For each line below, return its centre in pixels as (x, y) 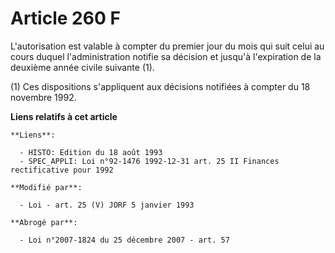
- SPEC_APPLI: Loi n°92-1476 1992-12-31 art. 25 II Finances (149, 161)
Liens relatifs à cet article (64, 116)
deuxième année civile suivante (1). (82, 67)
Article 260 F (65, 18)
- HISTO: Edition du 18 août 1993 (91, 152)
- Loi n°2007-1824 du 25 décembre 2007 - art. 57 (124, 240)
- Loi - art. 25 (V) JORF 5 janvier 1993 (107, 205)
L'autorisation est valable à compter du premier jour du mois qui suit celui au (167, 46)
